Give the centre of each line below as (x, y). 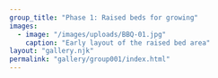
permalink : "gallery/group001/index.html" (90, 59)
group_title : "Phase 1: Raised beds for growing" (104, 17)
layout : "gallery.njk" (52, 51)
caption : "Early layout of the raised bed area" (118, 43)
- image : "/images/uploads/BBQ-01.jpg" (92, 34)
